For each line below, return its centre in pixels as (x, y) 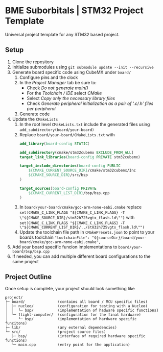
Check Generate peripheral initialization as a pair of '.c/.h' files (90, 103)
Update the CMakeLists (35, 119)
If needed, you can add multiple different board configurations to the (81, 256)
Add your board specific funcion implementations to (65, 247)
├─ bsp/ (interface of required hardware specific (79, 336)
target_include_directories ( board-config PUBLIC (70, 166)
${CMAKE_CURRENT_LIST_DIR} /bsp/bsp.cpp (69, 193)
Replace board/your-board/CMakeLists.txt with (67, 134)
